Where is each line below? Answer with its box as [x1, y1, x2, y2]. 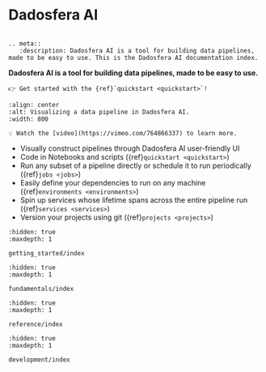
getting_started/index [8, 249, 85, 257]
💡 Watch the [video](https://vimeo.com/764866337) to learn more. [8, 129, 238, 137]
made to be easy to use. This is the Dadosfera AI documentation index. [8, 53, 259, 62]
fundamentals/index [8, 284, 74, 293]
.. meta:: [8, 39, 42, 48]
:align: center [8, 100, 60, 109]
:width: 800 [8, 115, 49, 123]
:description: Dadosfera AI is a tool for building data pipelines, [19, 46, 255, 54]
